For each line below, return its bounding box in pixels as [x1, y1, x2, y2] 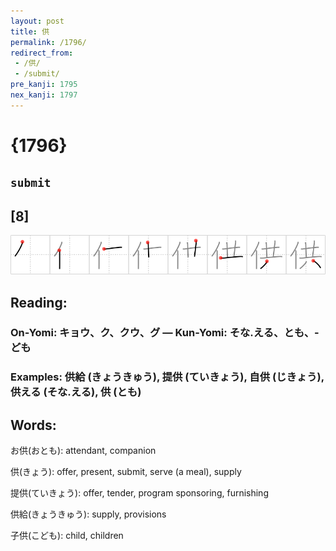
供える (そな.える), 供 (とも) [10, 385, 142, 399]
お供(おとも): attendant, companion [10, 445, 157, 457]
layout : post [10, 16, 65, 26]
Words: [10, 416, 57, 434]
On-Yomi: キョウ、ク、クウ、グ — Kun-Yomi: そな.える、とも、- [10, 326, 320, 340]
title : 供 [10, 26, 50, 37]
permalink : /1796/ [10, 37, 87, 47]
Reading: [10, 294, 68, 311]
